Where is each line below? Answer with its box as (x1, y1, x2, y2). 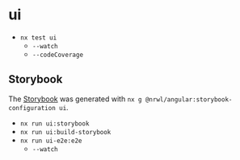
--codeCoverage (32, 51, 83, 59)
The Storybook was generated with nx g (8, 94, 143, 104)
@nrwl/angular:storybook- (145, 95, 233, 104)
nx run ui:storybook (19, 119, 90, 128)
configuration (8, 104, 57, 112)
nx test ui (19, 34, 57, 42)
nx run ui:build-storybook (19, 128, 112, 136)
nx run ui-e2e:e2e (19, 137, 82, 145)
